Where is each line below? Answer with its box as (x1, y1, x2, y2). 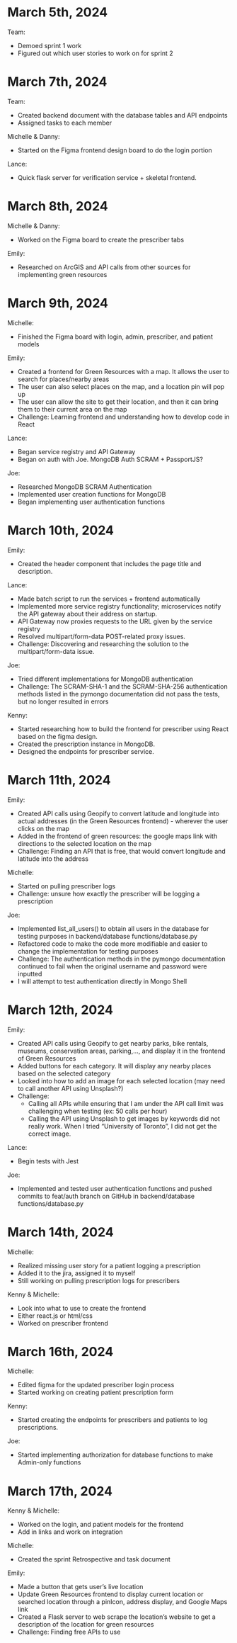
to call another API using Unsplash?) (17, 1084, 124, 1092)
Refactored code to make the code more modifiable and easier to (17, 939, 208, 948)
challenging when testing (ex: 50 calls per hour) (28, 1107, 168, 1115)
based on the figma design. (17, 732, 98, 740)
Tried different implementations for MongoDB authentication (17, 674, 193, 683)
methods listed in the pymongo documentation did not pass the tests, (17, 689, 221, 698)
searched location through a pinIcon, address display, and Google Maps (17, 1598, 228, 1606)
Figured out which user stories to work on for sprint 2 (17, 49, 173, 57)
